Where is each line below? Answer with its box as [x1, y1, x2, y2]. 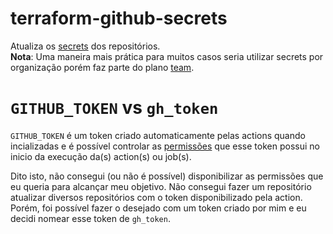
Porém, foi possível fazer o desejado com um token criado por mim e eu [10, 202, 307, 214]
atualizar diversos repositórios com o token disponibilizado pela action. [10, 191, 303, 203]
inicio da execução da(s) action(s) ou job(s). [10, 150, 192, 162]
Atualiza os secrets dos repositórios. [10, 40, 161, 52]
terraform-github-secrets [10, 7, 228, 30]
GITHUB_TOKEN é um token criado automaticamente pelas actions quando [10, 129, 306, 141]
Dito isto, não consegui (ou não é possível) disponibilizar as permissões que [10, 170, 324, 182]
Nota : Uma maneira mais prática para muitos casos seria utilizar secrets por [10, 50, 324, 62]
